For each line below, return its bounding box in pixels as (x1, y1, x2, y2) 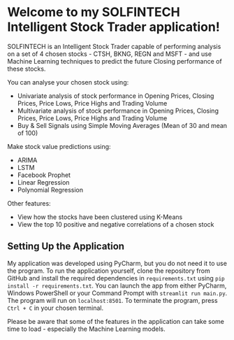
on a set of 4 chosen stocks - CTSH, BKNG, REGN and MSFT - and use (7, 50, 212, 58)
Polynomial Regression (17, 185, 84, 194)
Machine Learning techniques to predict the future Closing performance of (7, 57, 222, 65)
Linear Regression (17, 178, 70, 186)
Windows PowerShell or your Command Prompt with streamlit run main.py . (7, 288, 228, 297)
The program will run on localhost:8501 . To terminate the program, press (7, 296, 218, 304)
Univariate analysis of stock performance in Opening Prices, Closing (17, 92, 214, 100)
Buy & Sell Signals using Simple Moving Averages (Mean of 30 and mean (17, 121, 228, 129)
